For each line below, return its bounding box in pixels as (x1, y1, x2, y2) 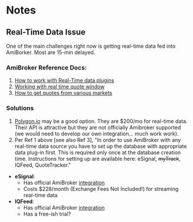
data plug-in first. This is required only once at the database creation (14, 148, 181, 156)
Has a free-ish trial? (23, 210, 72, 217)
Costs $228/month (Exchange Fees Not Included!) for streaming (23, 185, 179, 192)
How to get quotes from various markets (14, 90, 113, 97)
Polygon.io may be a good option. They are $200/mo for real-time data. (14, 117, 188, 124)
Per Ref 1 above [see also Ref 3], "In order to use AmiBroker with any (14, 136, 181, 143)
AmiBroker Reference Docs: (6, 63, 87, 71)
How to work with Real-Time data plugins (14, 77, 114, 84)
